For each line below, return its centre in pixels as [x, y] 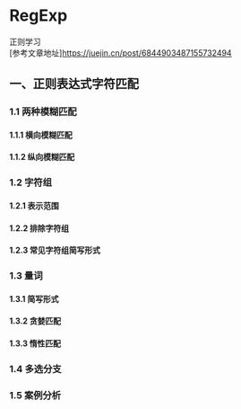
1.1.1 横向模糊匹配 [41, 135]
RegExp [39, 16]
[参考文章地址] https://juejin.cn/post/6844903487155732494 [120, 53]
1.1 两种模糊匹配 [43, 111]
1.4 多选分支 [35, 369]
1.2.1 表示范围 [34, 205]
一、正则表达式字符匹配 [74, 84]
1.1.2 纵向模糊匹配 [42, 157]
